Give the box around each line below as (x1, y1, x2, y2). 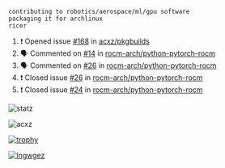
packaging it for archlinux (8, 15, 104, 23)
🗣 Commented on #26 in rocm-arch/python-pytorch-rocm (19, 61, 217, 70)
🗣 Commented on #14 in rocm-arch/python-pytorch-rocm (19, 48, 216, 58)
